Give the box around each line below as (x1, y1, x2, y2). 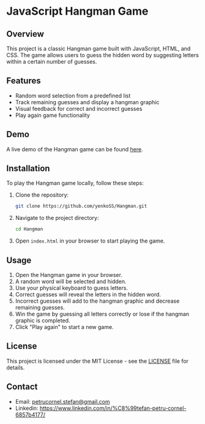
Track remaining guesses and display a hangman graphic (15, 98, 160, 105)
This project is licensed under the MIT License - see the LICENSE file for (6, 357, 188, 365)
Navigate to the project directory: (15, 214, 99, 222)
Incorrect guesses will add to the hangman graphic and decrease (15, 297, 180, 305)
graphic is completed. (15, 317, 70, 324)
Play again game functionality (15, 112, 91, 119)
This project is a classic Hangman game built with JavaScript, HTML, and (6, 45, 191, 52)
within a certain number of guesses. (6, 58, 97, 65)
